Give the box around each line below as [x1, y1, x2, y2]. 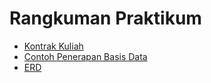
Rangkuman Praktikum [9, 7, 202, 30]
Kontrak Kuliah [23, 40, 84, 52]
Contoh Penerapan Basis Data [23, 50, 148, 62]
